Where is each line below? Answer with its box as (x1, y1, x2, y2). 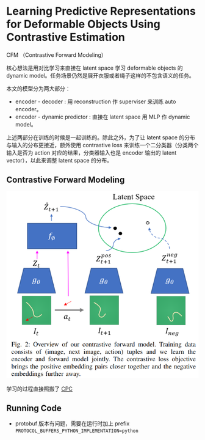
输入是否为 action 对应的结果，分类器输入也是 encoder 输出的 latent (6, 148, 177, 156)
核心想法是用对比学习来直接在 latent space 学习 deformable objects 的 (6, 64, 183, 71)
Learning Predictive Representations (6, 4, 196, 18)
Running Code (6, 403, 62, 413)
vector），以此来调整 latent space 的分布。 (6, 156, 113, 164)
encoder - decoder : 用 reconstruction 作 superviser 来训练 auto (15, 98, 176, 105)
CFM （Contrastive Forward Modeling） (6, 51, 107, 59)
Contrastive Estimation (6, 31, 125, 44)
